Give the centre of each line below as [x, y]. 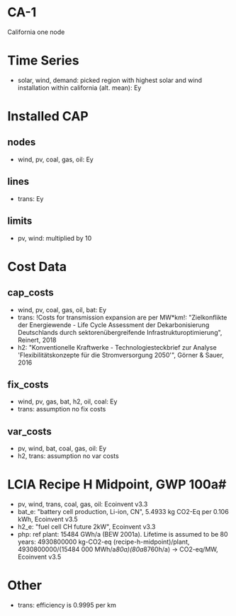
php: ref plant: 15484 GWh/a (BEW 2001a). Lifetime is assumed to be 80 [123, 535]
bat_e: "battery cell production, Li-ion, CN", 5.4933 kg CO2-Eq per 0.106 [123, 512]
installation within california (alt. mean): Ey [79, 87]
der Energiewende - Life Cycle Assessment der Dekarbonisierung [113, 325]
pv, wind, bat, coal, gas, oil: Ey [62, 449]
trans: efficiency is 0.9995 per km [67, 605]
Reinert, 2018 [37, 340]
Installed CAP [48, 116]
